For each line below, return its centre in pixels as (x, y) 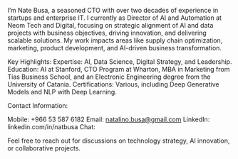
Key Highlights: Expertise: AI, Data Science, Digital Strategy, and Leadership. (120, 62)
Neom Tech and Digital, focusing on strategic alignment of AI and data (110, 25)
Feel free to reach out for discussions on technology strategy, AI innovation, (119, 141)
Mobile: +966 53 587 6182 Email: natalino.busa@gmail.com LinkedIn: (109, 119)
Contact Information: (38, 105)
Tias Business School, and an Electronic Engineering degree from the (109, 77)
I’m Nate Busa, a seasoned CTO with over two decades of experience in (113, 10)
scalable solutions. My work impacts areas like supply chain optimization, (115, 40)
